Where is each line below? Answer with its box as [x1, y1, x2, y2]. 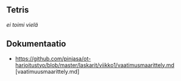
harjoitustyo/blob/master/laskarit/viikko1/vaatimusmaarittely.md [15, 61, 175, 69]
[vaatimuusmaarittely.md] [15, 68, 80, 75]
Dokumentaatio [6, 39, 66, 49]
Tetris [6, 5, 29, 15]
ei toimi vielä [6, 21, 38, 28]
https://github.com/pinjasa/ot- [15, 55, 91, 62]
